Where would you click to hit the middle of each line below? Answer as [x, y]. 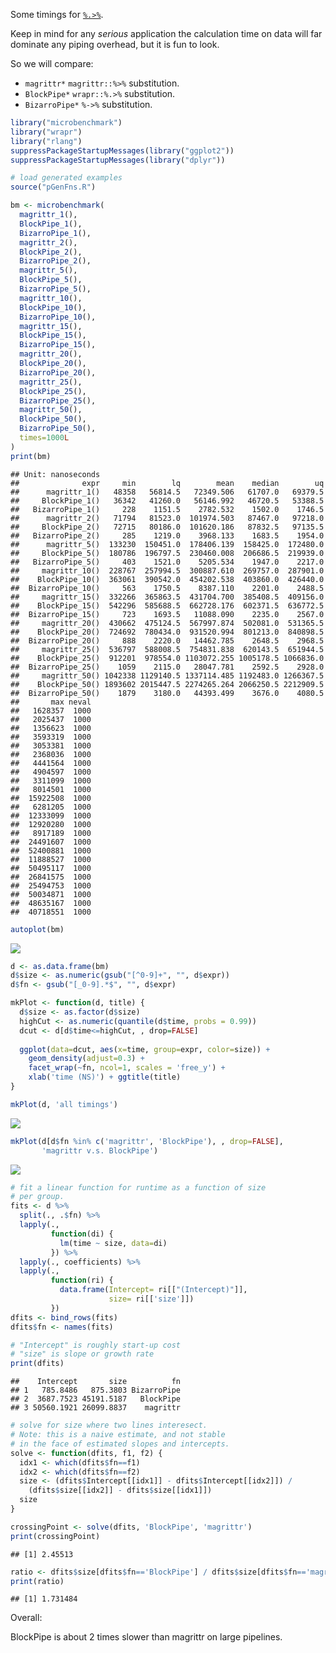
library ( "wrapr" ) [46, 132]
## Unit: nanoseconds [55, 474]
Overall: [26, 1618]
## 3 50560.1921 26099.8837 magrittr [96, 1408]
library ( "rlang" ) [46, 141]
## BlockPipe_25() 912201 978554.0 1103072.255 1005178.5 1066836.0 [167, 658]
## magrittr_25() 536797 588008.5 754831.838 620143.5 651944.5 [167, 649]
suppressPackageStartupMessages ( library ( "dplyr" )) [118, 160]
